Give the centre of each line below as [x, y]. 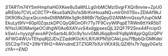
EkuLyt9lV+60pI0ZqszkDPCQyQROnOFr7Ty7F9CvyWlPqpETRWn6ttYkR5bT [83, 23]
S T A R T [12, 7]
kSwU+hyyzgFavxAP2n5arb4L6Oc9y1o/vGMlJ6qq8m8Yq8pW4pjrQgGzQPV [84, 33]
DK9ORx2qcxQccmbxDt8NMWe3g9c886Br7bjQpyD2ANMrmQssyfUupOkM [83, 18]
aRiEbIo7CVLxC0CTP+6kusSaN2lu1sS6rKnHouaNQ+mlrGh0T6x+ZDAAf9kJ [83, 12]
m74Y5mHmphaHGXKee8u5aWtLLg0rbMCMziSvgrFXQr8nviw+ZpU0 [91, 7]
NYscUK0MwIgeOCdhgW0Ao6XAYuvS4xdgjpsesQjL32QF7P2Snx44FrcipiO [83, 28]
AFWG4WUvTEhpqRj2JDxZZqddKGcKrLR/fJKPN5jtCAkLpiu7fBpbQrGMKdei [84, 39]
